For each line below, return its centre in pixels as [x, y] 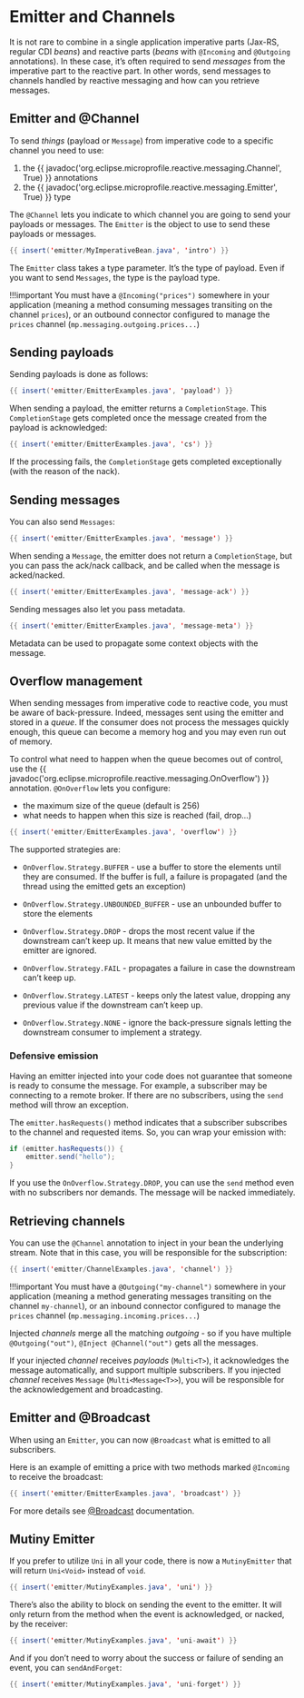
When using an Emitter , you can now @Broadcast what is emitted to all [140, 1440]
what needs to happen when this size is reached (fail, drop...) [137, 816]
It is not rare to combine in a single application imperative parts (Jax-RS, [144, 42]
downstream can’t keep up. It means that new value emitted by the [147, 941]
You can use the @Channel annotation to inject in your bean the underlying [147, 1243]
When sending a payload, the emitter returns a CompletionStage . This [138, 408]
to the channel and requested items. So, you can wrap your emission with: [148, 1132]
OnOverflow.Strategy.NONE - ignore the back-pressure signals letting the [157, 1023]
